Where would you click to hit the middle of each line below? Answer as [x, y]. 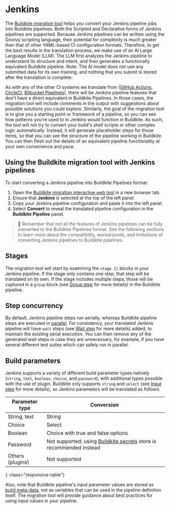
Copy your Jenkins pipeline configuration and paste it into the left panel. [88, 203]
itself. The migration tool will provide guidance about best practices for [79, 495]
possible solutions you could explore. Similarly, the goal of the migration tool [85, 109]
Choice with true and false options [87, 433]
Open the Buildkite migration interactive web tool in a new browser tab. [87, 192]
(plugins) [18, 462]
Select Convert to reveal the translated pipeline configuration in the [83, 209]
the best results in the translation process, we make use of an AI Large [79, 50]
